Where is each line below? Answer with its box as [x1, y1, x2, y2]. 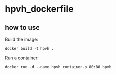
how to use [5, 23, 40, 32]
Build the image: [5, 36, 38, 42]
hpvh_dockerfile [5, 3, 74, 15]
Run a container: [5, 55, 39, 61]
